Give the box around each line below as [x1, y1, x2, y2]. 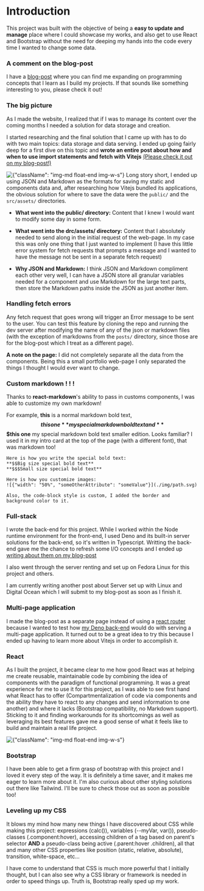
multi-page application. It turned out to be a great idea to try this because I [6, 630, 194, 638]
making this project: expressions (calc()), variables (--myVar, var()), [6, 826, 175, 834]
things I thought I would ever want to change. [6, 364, 120, 371]
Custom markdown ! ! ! [6, 379, 75, 388]
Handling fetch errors [6, 299, 71, 308]
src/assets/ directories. [6, 197, 67, 204]
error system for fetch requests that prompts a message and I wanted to [15, 246, 197, 254]
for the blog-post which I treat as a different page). [6, 339, 134, 346]
